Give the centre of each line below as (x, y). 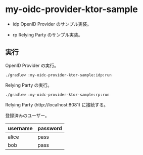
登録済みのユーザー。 (27, 115)
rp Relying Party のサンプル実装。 (47, 34)
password (50, 128)
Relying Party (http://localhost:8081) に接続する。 (57, 104)
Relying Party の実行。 (29, 85)
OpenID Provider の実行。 (32, 65)
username (20, 128)
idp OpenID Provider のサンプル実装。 (52, 24)
